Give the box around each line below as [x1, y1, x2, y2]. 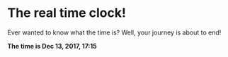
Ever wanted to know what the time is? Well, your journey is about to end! [7, 28, 222, 37]
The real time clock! [7, 5, 126, 21]
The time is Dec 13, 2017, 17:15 [7, 42, 97, 50]
